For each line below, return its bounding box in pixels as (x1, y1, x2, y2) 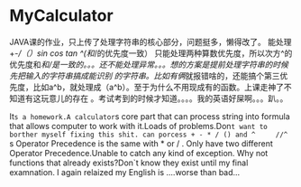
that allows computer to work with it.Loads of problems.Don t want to (9, 120, 269, 131)
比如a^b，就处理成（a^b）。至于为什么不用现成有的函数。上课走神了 (32, 81, 285, 92)
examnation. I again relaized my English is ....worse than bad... (9, 166, 241, 177)
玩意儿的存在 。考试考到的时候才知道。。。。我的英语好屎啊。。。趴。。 (40, 92, 288, 104)
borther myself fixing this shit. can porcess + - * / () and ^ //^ (9, 130, 288, 139)
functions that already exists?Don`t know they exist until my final (9, 157, 249, 168)
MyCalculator (9, 5, 114, 26)
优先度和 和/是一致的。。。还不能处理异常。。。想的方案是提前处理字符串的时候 (9, 59, 289, 70)
